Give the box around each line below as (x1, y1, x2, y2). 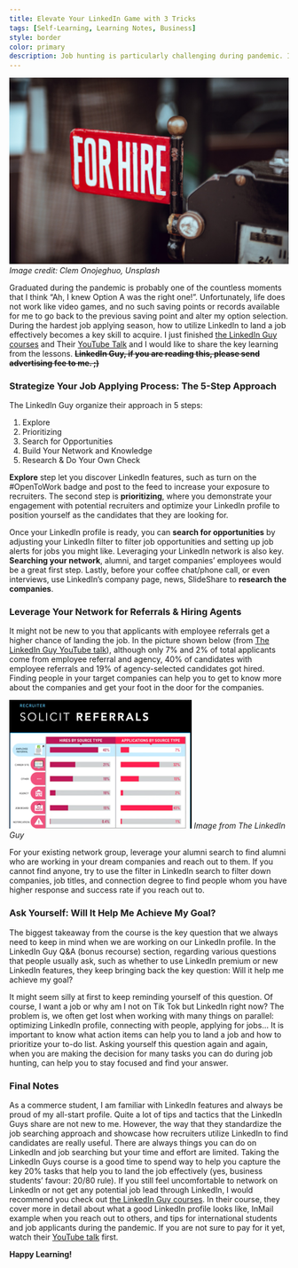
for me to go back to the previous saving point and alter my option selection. (9, 311, 288, 321)
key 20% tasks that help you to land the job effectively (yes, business (9, 1165, 263, 1176)
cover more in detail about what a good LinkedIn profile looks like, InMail (9, 1203, 274, 1214)
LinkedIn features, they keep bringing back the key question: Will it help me (9, 965, 284, 975)
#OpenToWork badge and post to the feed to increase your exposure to (9, 482, 271, 492)
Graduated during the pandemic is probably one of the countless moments (9, 282, 282, 293)
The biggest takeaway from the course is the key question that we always (9, 927, 278, 938)
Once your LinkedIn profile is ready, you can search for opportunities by (9, 527, 276, 538)
